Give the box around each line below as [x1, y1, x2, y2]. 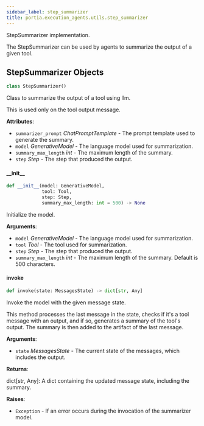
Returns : [6, 365, 29, 372]
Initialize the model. [6, 211, 55, 218]
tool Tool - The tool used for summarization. [15, 241, 127, 248]
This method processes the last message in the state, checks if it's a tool [6, 310, 189, 318]
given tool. [6, 49, 33, 57]
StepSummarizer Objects [6, 67, 104, 77]
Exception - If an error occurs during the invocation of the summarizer [15, 407, 191, 414]
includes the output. [15, 354, 66, 361]
